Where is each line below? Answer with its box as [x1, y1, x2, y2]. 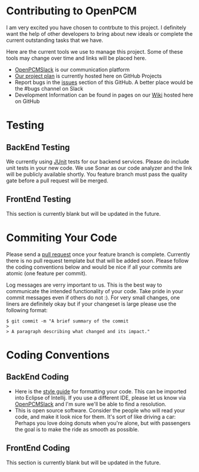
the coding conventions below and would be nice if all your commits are [6, 263, 182, 271]
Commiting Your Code [6, 231, 118, 244]
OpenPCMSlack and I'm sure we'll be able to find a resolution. [14, 400, 166, 408]
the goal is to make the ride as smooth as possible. [14, 426, 140, 433]
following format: [6, 306, 48, 313]
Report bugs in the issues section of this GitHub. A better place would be [14, 79, 194, 86]
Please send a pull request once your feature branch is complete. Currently [6, 250, 190, 257]
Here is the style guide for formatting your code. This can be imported [14, 387, 187, 395]
